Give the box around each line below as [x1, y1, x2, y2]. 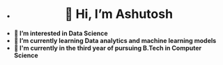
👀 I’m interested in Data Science [13, 29, 108, 37]
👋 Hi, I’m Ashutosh [64, 6, 173, 22]
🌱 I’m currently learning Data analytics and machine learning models [13, 36, 217, 44]
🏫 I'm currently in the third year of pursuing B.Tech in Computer [13, 44, 202, 52]
